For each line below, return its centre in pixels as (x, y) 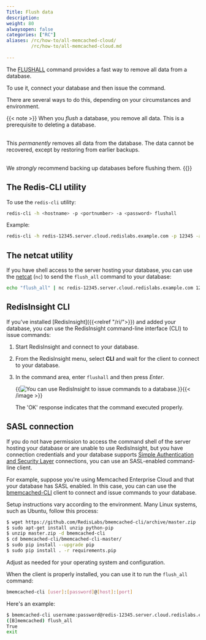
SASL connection (40, 427)
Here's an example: (31, 603)
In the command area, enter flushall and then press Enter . (90, 377)
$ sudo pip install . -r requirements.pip (61, 550)
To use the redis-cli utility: (41, 202)
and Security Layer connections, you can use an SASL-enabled (86, 461)
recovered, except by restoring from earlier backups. (73, 149)
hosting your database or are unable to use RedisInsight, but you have (95, 448)
